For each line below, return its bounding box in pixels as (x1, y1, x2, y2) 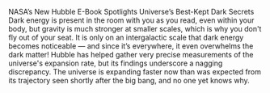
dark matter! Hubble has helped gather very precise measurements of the (8, 50, 254, 59)
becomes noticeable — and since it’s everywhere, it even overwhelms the (8, 41, 254, 51)
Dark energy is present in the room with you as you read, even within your (8, 15, 255, 25)
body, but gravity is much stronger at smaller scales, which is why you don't (8, 24, 262, 33)
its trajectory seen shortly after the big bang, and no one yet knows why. (8, 76, 251, 85)
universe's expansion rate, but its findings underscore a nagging (8, 58, 223, 68)
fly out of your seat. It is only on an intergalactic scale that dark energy (8, 32, 244, 42)
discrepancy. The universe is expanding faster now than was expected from (8, 67, 261, 76)
